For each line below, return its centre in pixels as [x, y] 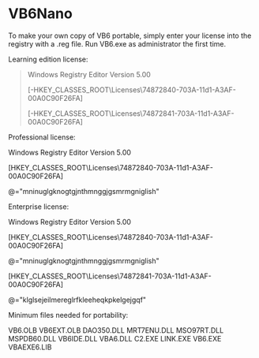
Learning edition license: [48, 59]
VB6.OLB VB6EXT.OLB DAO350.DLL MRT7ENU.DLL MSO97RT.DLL [116, 330]
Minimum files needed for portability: [68, 315]
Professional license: [42, 137]
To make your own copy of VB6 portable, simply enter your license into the [130, 35]
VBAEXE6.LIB [30, 347]
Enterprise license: [39, 207]
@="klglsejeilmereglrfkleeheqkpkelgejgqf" [77, 300]
